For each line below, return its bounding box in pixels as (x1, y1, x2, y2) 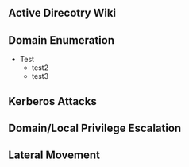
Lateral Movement (8, 149, 101, 162)
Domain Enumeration (8, 33, 115, 47)
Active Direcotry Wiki (8, 6, 117, 20)
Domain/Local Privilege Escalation (8, 121, 182, 134)
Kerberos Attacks (8, 95, 97, 108)
